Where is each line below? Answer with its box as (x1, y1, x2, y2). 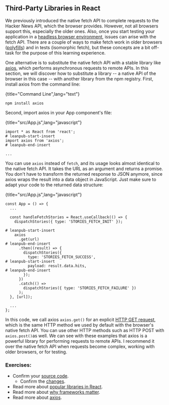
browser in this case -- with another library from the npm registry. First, (5, 75, 154, 82)
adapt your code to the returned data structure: (5, 182, 103, 188)
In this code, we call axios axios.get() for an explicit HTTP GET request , (5, 316, 156, 322)
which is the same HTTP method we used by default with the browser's (5, 321, 154, 328)
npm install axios (5, 101, 44, 106)
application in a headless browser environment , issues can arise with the (5, 33, 156, 39)
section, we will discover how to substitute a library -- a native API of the (5, 70, 156, 76)
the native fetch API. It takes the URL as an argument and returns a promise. (5, 166, 163, 172)
